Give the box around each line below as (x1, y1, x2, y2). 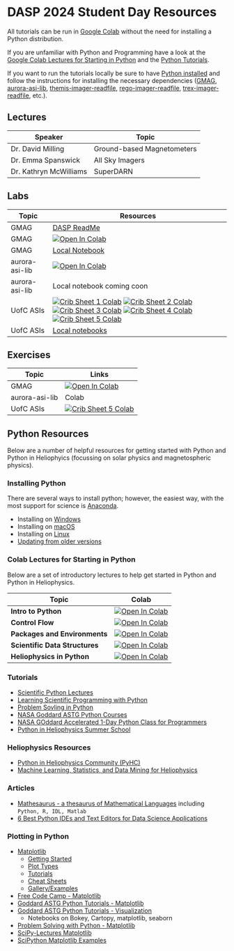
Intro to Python (10, 606, 62, 616)
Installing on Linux (17, 530, 70, 539)
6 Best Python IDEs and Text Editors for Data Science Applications (17, 814, 208, 822)
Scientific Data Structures (10, 640, 99, 650)
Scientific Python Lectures (17, 688, 94, 697)
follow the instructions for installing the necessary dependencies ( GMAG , (7, 76, 217, 84)
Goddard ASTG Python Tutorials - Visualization (17, 906, 152, 915)
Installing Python (7, 479, 66, 488)
